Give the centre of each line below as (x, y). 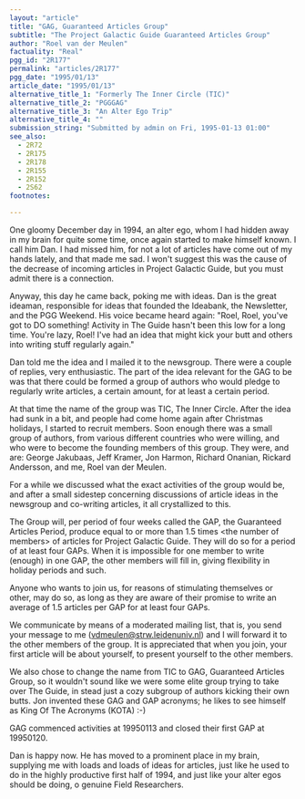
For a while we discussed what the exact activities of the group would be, (147, 485)
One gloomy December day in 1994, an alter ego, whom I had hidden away (149, 230)
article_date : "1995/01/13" (63, 86)
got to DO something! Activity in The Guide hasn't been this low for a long (147, 325)
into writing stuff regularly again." (72, 344)
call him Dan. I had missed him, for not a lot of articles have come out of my (151, 249)
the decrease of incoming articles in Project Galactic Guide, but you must (147, 269)
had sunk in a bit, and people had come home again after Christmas (137, 419)
